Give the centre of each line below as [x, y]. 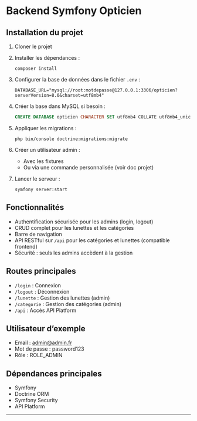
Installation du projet [45, 33]
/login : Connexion [38, 285]
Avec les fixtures [43, 161]
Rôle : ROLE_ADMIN [38, 355]
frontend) [26, 246]
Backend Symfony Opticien [74, 11]
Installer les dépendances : [47, 58]
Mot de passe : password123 [49, 349]
